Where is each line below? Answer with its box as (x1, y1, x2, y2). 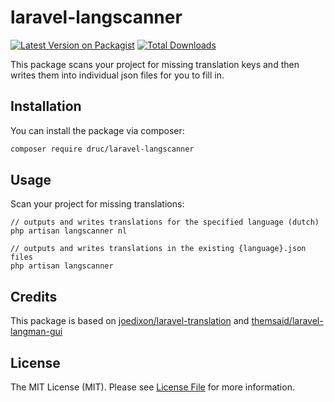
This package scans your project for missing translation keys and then (10, 58, 300, 70)
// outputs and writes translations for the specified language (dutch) (10, 217, 320, 228)
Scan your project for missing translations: (10, 198, 185, 210)
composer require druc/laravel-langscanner (10, 144, 195, 154)
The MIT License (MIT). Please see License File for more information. (10, 381, 295, 393)
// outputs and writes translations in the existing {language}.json (10, 244, 307, 254)
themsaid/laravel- (251, 315, 324, 327)
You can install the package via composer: (10, 124, 185, 136)
